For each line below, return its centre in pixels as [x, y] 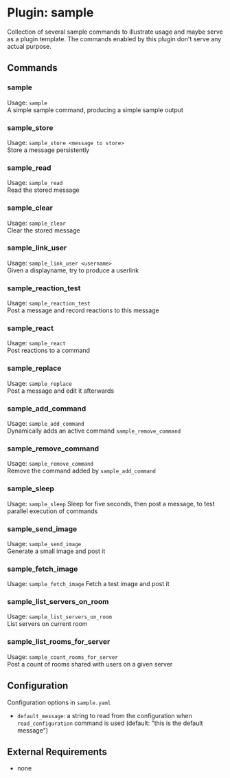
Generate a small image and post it [56, 551]
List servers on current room [47, 624]
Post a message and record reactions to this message [83, 310]
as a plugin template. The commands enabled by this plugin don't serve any [114, 39]
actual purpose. [29, 46]
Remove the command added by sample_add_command [82, 471]
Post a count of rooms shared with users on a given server [90, 664]
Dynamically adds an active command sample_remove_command [94, 431]
